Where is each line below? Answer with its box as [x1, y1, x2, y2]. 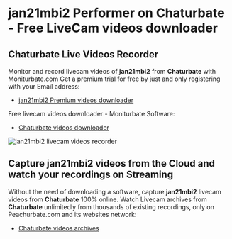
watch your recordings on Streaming [8, 169, 173, 181]
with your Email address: [8, 82, 80, 90]
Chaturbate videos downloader [18, 123, 109, 132]
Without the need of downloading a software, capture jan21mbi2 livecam [8, 187, 222, 196]
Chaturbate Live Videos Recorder [8, 48, 159, 60]
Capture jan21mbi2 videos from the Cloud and [8, 157, 216, 169]
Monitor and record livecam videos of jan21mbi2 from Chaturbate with [8, 67, 216, 75]
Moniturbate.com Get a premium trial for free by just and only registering [8, 74, 221, 83]
